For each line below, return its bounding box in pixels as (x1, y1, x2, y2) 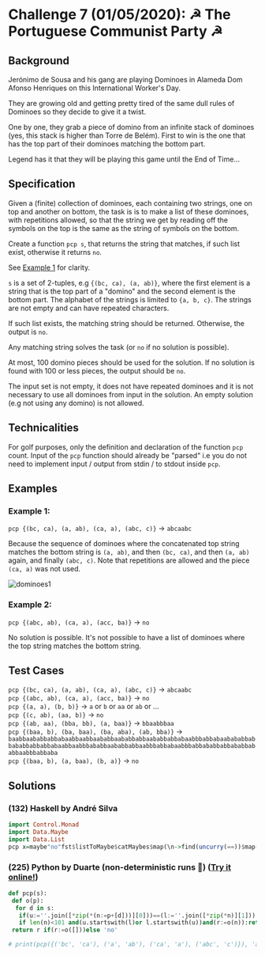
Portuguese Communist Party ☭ (8, 22, 223, 40)
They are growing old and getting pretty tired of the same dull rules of (8, 99, 235, 108)
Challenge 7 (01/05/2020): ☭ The (8, 6, 231, 24)
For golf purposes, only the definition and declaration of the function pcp (8, 442, 244, 452)
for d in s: (15, 904, 55, 912)
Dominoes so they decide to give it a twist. (8, 107, 147, 116)
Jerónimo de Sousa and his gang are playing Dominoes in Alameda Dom (8, 75, 243, 84)
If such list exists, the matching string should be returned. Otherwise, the (8, 318, 245, 328)
